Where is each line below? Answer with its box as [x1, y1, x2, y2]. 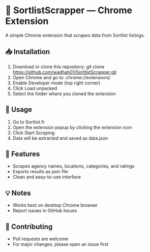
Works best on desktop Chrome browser [12, 202, 98, 208]
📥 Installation [5, 48, 50, 56]
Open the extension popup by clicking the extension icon [12, 124, 132, 130]
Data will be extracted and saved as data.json [12, 135, 108, 141]
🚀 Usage [5, 105, 32, 114]
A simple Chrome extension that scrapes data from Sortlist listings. [5, 32, 145, 38]
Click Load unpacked [12, 85, 57, 91]
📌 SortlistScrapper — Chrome [5, 5, 132, 16]
